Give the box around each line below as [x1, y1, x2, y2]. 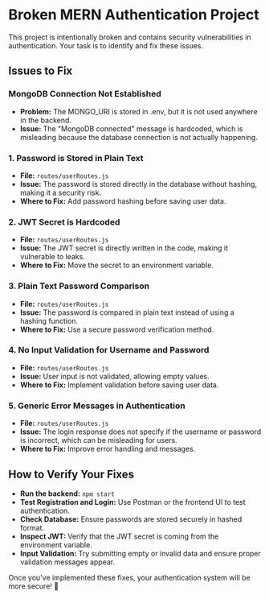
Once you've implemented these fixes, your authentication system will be [8, 572, 251, 582]
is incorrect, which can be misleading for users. [19, 436, 178, 445]
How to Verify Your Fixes [8, 467, 135, 481]
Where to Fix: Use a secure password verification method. [19, 324, 214, 334]
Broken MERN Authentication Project [8, 6, 259, 24]
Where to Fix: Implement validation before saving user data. [19, 380, 219, 390]
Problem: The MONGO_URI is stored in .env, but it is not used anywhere [19, 106, 259, 116]
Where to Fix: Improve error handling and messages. [19, 444, 196, 454]
